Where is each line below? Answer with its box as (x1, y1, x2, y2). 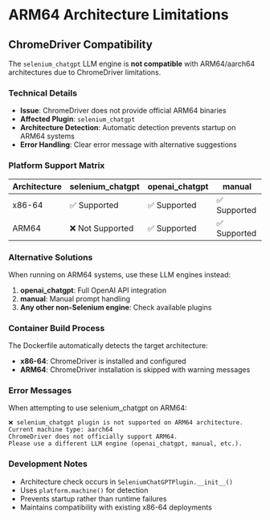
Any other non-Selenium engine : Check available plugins (19, 302, 212, 312)
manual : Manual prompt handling (19, 293, 131, 303)
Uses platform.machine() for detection (19, 485, 149, 495)
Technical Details (8, 87, 78, 98)
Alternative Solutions (8, 252, 93, 263)
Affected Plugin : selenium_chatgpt (19, 114, 135, 124)
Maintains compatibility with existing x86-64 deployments (19, 502, 213, 512)
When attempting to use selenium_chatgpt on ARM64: (8, 403, 187, 413)
